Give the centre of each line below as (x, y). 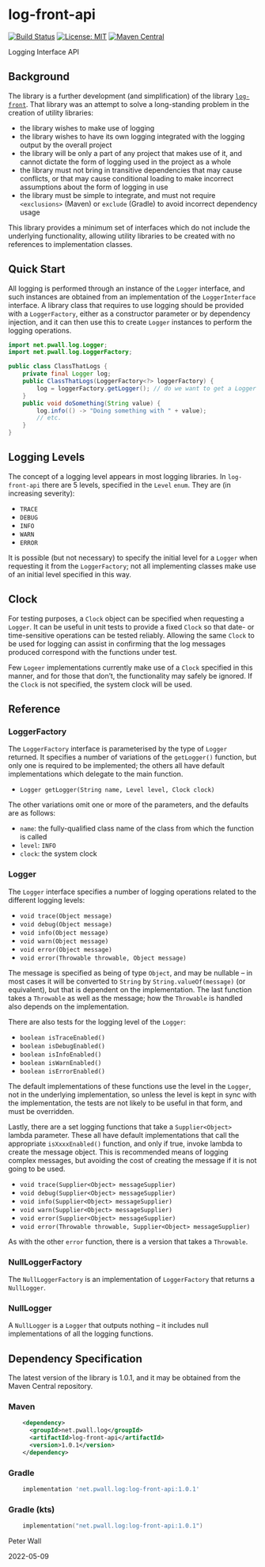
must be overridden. (41, 1111)
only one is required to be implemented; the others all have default (117, 766)
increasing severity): (42, 493)
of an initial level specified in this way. (70, 574)
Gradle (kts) (32, 1509)
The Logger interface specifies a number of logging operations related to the (132, 892)
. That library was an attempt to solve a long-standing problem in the (137, 104)
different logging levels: (47, 900)
